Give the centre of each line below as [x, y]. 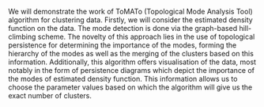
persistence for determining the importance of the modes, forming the [123, 45]
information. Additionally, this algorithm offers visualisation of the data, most [132, 62]
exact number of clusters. [50, 96]
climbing [22, 36]
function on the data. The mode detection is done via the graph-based [123, 28]
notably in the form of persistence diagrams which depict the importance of [132, 70]
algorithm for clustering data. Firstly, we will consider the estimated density [130, 20]
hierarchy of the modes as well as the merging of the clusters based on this [131, 53]
